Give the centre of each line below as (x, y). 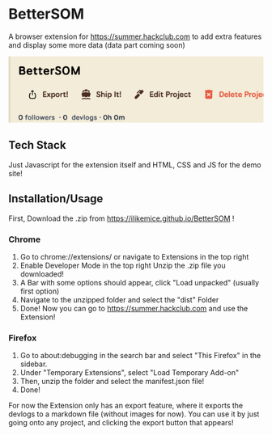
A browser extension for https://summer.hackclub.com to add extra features (135, 36)
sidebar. (34, 364)
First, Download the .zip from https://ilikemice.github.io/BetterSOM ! (121, 218)
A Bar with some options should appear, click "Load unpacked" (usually (140, 282)
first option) (40, 291)
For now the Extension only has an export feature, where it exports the (126, 406)
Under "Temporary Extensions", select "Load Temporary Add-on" (130, 373)
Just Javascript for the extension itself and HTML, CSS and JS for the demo (135, 165)
